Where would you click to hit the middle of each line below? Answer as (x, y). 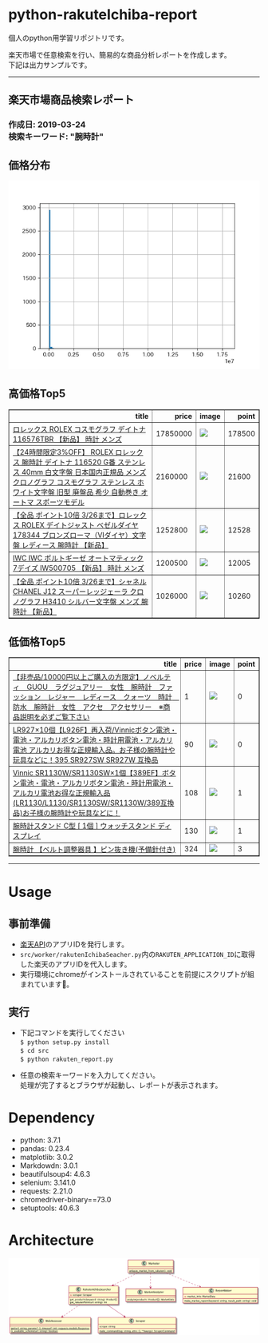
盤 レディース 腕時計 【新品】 (61, 545)
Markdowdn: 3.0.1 (49, 1166)
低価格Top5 (37, 642)
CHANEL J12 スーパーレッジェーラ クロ (79, 591)
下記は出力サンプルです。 (50, 65)
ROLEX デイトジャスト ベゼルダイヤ (80, 525)
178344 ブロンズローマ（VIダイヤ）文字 (79, 535)
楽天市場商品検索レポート (71, 100)
